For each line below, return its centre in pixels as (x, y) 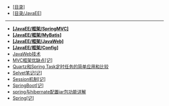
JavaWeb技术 (27, 54)
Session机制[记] (29, 79)
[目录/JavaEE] (27, 13)
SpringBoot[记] (28, 85)
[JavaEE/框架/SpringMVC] (40, 29)
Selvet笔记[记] (27, 73)
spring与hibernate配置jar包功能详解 (49, 92)
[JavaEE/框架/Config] (35, 47)
